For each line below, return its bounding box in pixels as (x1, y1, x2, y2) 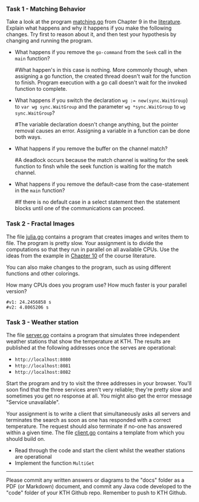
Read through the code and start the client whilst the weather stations (14, 447, 185, 454)
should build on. (6, 435, 46, 442)
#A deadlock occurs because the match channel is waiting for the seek (14, 157, 188, 164)
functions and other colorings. (6, 269, 80, 277)
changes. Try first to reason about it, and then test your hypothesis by (6, 31, 176, 38)
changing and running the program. (6, 37, 93, 45)
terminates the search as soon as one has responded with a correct (6, 416, 171, 423)
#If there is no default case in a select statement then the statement (14, 198, 181, 206)
